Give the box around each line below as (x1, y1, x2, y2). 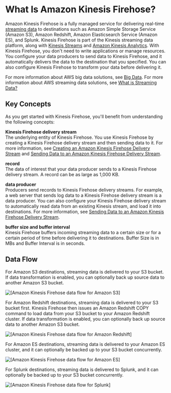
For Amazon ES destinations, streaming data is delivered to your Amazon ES (5, 341, 165, 347)
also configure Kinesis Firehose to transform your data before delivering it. (5, 64, 162, 70)
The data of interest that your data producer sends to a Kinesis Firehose (5, 166, 157, 172)
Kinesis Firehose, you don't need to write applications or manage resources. (5, 48, 166, 54)
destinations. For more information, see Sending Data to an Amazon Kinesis (5, 209, 164, 215)
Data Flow (5, 255, 38, 264)
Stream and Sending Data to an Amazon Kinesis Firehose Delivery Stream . (5, 150, 162, 157)
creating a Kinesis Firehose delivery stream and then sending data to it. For (5, 139, 163, 146)
